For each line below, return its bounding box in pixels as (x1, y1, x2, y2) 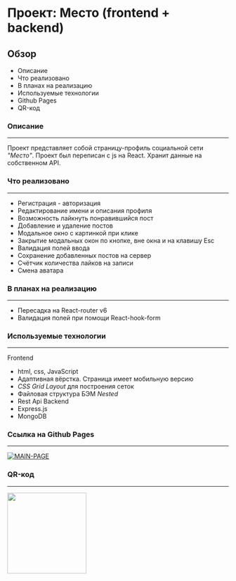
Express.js (17, 405, 48, 413)
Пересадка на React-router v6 (17, 306, 107, 314)
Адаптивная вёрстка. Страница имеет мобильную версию (17, 374, 194, 384)
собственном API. (7, 159, 61, 167)
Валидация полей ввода (17, 244, 90, 252)
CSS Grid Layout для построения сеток (17, 382, 135, 391)
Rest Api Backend (17, 397, 69, 405)
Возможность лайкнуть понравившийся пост (17, 214, 154, 222)
